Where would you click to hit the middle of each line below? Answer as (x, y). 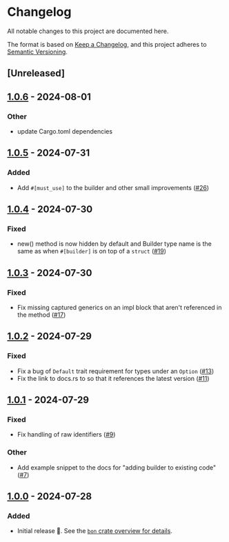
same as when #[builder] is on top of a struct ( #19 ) (92, 251)
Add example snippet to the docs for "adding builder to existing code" (117, 467)
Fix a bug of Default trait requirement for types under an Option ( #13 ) (116, 371)
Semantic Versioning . (37, 52)
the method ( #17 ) (41, 315)
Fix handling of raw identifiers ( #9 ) (66, 435)
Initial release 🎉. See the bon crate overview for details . (94, 531)
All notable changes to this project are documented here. (88, 31)
